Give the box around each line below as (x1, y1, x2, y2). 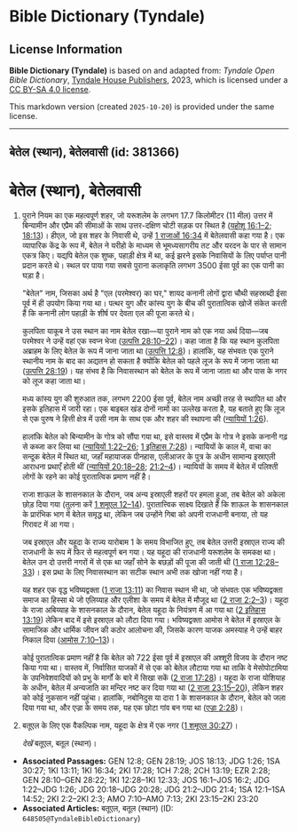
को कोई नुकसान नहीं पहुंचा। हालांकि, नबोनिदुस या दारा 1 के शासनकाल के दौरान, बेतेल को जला (21, 692, 286, 703)
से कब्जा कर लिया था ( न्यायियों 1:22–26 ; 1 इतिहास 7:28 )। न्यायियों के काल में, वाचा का (21, 442, 271, 452)
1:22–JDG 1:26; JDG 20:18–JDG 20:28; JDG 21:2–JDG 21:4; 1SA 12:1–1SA (21, 784, 286, 795)
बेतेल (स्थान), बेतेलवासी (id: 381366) (9, 145, 180, 160)
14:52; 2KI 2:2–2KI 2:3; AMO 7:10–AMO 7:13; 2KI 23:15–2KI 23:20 (21, 794, 259, 804)
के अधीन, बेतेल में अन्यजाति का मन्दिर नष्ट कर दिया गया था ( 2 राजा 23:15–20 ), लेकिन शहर (21, 683, 284, 693)
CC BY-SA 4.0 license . (9, 84, 91, 94)
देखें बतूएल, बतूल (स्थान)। (21, 738, 98, 748)
